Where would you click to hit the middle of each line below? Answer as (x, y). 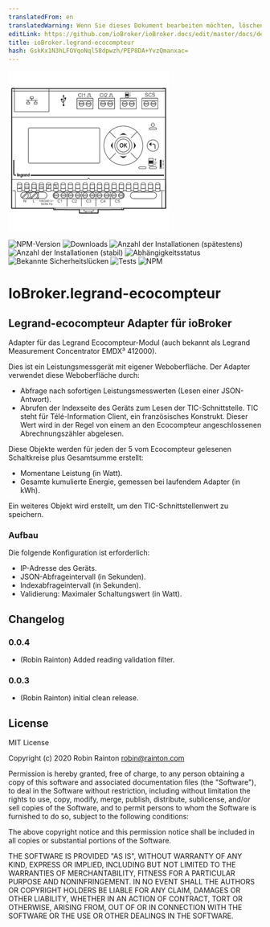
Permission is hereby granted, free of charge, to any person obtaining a (127, 774)
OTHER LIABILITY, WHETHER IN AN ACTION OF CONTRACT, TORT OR (125, 899)
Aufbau (23, 535)
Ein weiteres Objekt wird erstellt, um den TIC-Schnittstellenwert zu (119, 506)
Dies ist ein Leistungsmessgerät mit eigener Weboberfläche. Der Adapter (129, 367)
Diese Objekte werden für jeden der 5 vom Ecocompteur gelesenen (120, 449)
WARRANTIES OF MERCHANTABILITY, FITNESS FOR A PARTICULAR (122, 873)
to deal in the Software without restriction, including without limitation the (129, 791)
